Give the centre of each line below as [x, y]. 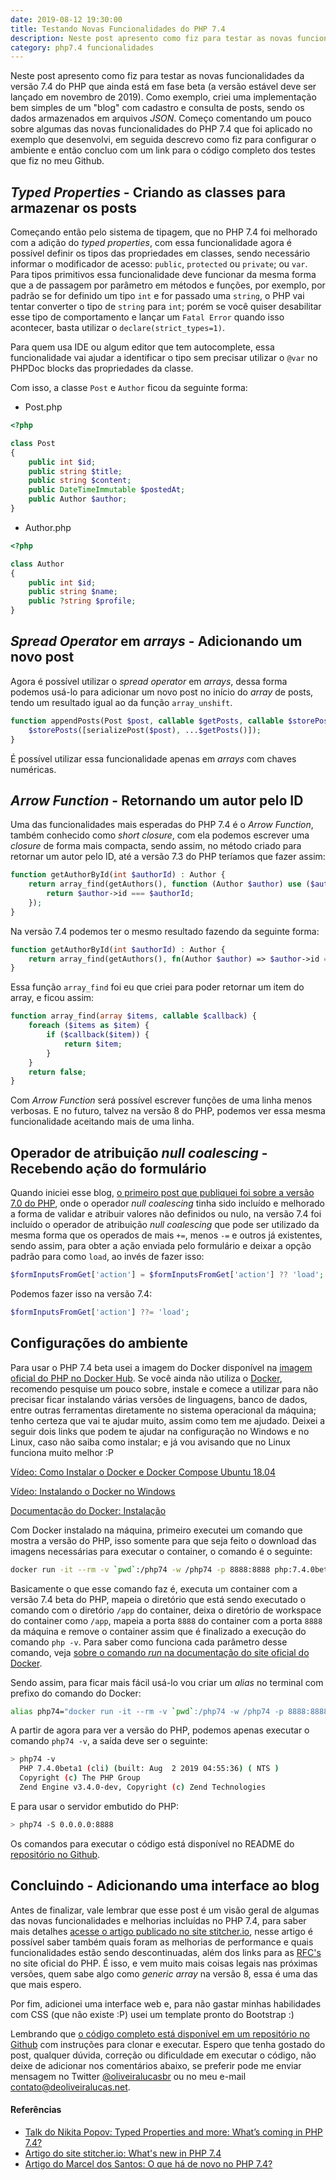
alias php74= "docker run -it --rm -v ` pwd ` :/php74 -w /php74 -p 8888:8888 [169, 1711]
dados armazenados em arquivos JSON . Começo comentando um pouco [161, 118]
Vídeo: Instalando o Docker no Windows [93, 1491]
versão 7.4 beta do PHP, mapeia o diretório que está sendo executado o [158, 1599]
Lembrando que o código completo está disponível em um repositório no [160, 2033]
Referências [36, 2110]
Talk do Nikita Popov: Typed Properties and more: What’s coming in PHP [173, 2132]
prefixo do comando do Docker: [76, 1693]
